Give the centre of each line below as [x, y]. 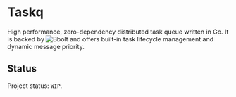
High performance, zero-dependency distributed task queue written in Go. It [118, 32]
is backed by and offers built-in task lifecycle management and [111, 39]
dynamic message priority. [46, 46]
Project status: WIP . [35, 86]
